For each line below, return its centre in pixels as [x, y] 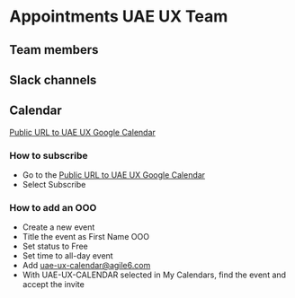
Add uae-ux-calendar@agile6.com [86, 266]
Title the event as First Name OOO [86, 237]
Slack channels [53, 79]
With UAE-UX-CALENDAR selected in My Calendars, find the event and [154, 275]
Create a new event [58, 227]
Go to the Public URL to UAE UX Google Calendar [113, 175]
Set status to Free [55, 246]
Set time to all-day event [68, 256]
